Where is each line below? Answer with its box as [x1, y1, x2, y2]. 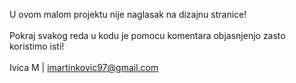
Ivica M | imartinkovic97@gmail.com [9, 62, 159, 73]
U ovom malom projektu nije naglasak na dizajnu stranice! [9, 9, 247, 20]
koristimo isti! [9, 40, 65, 52]
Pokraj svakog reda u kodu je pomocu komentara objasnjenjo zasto [9, 30, 286, 41]
